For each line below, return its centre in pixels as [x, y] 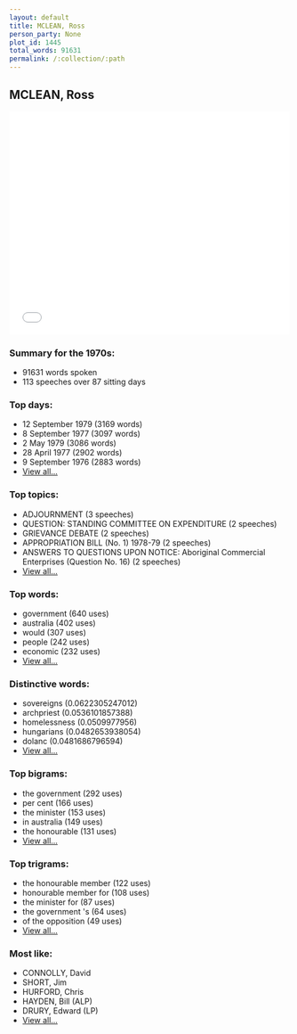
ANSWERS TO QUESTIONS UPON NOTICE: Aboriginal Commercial [144, 552]
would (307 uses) [54, 632]
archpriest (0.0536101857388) [77, 713]
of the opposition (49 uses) [72, 921]
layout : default [39, 17]
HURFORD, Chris [53, 992]
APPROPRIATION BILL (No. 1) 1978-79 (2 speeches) [116, 542]
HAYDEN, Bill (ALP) [57, 1001]
